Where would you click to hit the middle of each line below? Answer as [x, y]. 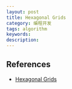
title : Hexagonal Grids [36, 18]
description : [23, 40]
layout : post [23, 12]
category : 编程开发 [29, 23]
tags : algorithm [27, 29]
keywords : [19, 35]
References [28, 64]
